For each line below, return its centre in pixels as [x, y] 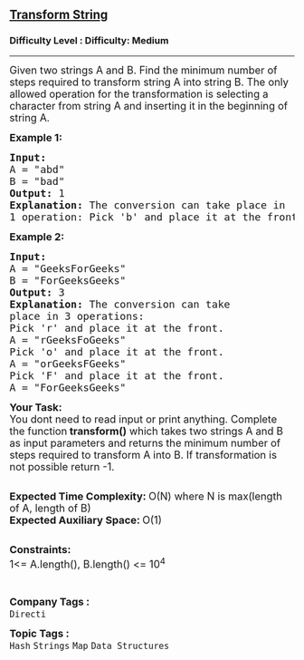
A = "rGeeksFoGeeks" [68, 340]
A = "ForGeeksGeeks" [68, 387]
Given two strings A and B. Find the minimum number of [143, 70]
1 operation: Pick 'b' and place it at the [135, 217]
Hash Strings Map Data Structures [90, 646]
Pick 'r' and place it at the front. [117, 328]
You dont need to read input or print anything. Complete [143, 419]
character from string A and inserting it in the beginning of [148, 106]
